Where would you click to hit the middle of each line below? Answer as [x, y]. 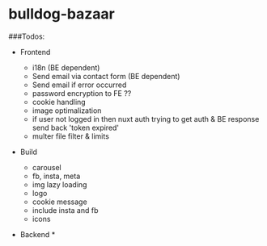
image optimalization [67, 110]
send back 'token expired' [76, 127]
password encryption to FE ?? [82, 93]
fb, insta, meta [56, 176]
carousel [47, 167]
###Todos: [27, 36]
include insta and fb [65, 210]
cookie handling [59, 102]
